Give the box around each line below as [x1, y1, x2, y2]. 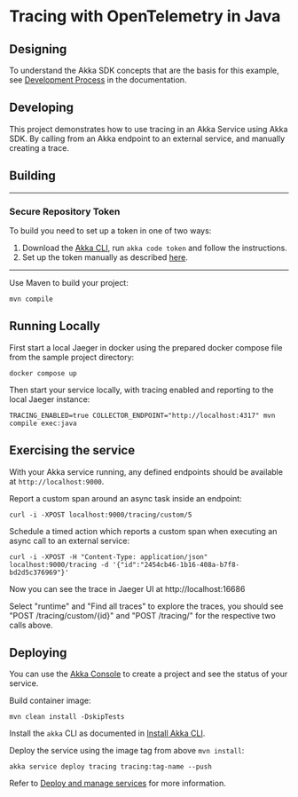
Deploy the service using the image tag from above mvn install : [9, 746, 245, 756]
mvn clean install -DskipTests [9, 713, 125, 722]
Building [9, 169, 56, 184]
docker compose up [9, 368, 77, 378]
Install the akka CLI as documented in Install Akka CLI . [9, 728, 206, 738]
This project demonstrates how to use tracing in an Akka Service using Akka [9, 123, 288, 134]
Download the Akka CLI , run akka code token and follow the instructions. [21, 242, 288, 253]
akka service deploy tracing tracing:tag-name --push [9, 762, 213, 771]
